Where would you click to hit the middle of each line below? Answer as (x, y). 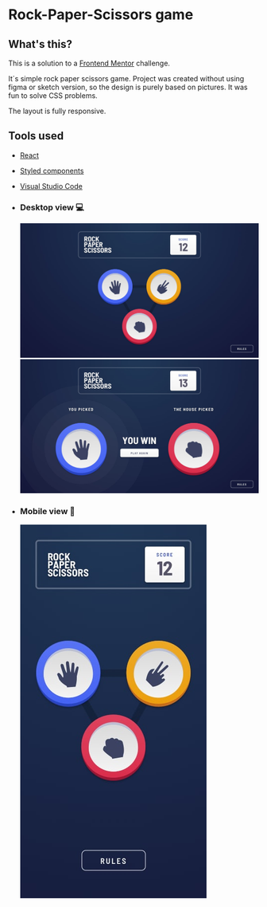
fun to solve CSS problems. (53, 96)
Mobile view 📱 (47, 512)
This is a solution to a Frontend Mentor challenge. (89, 63)
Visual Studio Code (51, 186)
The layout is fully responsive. (57, 111)
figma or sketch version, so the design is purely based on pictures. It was (128, 87)
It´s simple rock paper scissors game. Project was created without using (126, 79)
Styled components (52, 171)
